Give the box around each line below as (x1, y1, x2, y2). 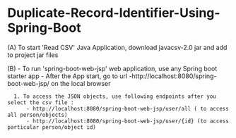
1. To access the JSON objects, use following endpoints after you (13, 93, 217, 100)
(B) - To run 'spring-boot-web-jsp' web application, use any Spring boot (7, 64, 218, 73)
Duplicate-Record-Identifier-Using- (7, 5, 220, 21)
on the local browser (50, 79, 111, 87)
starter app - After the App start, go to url (7, 72, 128, 80)
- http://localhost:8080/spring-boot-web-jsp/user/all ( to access (25, 105, 230, 112)
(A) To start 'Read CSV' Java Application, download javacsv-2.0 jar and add (7, 43, 228, 51)
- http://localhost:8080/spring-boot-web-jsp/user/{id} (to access (25, 118, 230, 125)
